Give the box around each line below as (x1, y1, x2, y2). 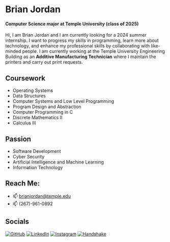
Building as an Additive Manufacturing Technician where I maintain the (5, 53, 156, 60)
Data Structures (12, 93, 46, 99)
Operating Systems (12, 88, 53, 94)
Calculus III (12, 120, 36, 126)
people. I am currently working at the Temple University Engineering (22, 48, 165, 55)
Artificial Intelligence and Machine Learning (12, 159, 104, 165)
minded (5, 48, 21, 55)
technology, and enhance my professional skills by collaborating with (5, 43, 150, 49)
